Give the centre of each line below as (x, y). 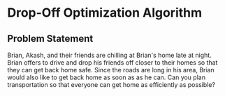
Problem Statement (50, 39)
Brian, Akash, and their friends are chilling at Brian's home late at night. (109, 55)
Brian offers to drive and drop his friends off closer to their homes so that (112, 63)
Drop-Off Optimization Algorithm (105, 13)
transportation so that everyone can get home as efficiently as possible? (111, 85)
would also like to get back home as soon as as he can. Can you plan (107, 77)
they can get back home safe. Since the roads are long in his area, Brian (111, 70)
